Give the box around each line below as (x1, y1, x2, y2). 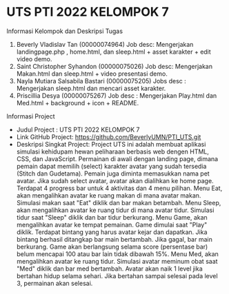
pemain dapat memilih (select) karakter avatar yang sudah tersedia (16, 162, 207, 170)
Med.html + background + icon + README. (16, 98, 139, 107)
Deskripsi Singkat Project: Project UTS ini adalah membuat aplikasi (16, 140, 206, 148)
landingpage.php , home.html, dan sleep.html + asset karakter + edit (16, 48, 211, 56)
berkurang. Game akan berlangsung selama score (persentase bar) (16, 242, 208, 251)
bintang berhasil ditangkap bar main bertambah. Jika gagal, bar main (16, 235, 213, 243)
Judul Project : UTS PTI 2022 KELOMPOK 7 (16, 125, 140, 134)
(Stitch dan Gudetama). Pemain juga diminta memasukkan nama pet (16, 169, 210, 178)
